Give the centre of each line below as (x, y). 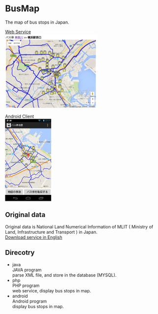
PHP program (26, 285)
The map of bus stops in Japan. (37, 22)
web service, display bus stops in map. (52, 290)
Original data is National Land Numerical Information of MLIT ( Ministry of (79, 226)
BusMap (22, 9)
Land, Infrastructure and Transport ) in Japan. (51, 232)
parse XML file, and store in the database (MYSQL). (64, 275)
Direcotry (20, 253)
